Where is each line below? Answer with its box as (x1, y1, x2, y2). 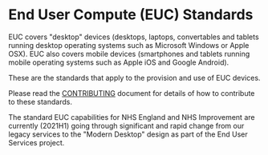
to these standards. (8, 97, 72, 106)
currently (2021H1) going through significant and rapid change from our (8, 121, 245, 130)
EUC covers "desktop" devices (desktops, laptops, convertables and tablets (8, 32, 259, 42)
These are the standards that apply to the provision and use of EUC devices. (8, 73, 261, 82)
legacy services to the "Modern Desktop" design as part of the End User (8, 129, 249, 139)
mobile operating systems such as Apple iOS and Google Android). (8, 58, 229, 67)
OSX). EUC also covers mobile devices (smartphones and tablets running (8, 49, 250, 58)
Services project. (8, 137, 65, 147)
